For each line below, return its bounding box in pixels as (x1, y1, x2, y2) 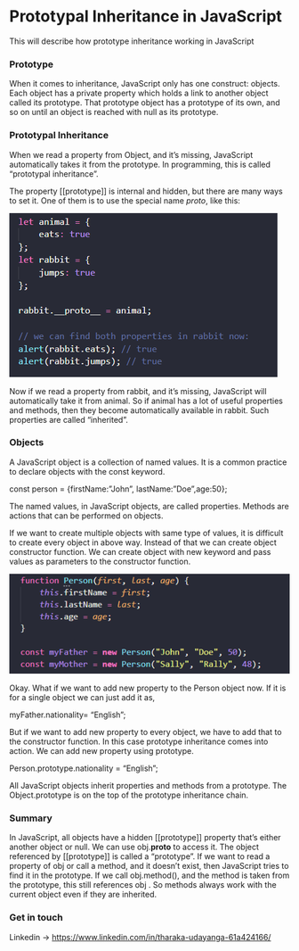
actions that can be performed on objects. (9, 510, 164, 521)
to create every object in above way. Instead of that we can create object (9, 537, 278, 548)
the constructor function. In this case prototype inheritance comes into (9, 736, 269, 747)
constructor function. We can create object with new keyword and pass (9, 546, 271, 557)
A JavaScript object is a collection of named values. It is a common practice (9, 457, 287, 467)
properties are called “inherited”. (9, 414, 129, 425)
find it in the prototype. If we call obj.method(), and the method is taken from (9, 870, 290, 881)
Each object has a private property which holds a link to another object (9, 87, 269, 99)
